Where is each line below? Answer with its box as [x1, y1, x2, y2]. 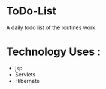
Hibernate [14, 77, 40, 84]
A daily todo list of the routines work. [6, 24, 97, 31]
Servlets [14, 70, 36, 78]
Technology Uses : [6, 45, 101, 59]
